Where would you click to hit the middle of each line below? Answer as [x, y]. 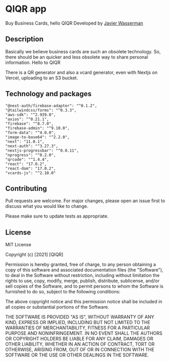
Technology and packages [49, 94]
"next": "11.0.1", [25, 141]
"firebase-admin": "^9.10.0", [38, 128]
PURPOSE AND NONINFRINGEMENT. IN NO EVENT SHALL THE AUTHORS [84, 333]
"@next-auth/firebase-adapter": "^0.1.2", [51, 105]
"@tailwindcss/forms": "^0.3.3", [41, 110]
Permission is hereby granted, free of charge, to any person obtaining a [81, 265]
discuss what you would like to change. [47, 206]
